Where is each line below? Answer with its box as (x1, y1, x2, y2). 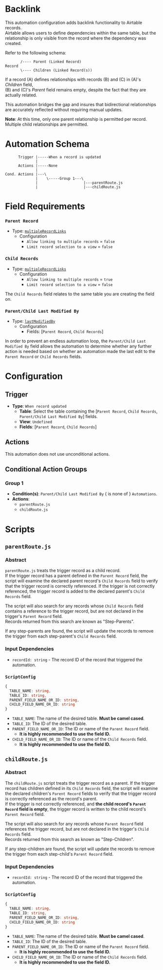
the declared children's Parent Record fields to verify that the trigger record (5, 791, 156, 796)
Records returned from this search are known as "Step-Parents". (5, 618, 135, 624)
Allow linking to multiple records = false (26, 239, 115, 244)
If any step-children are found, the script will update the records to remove (5, 846, 155, 852)
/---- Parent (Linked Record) (20, 59, 82, 64)
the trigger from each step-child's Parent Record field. (5, 851, 113, 857)
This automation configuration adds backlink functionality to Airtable (5, 20, 143, 25)
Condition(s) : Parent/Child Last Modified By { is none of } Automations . (12, 491, 158, 497)
